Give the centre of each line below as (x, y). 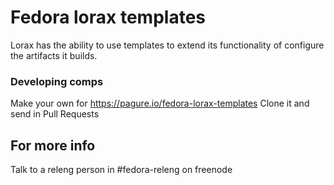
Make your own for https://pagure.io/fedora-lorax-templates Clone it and (160, 103)
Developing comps (57, 81)
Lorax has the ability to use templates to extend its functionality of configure (167, 45)
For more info (53, 145)
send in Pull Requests (55, 114)
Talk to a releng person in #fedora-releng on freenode (121, 170)
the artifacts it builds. (54, 55)
